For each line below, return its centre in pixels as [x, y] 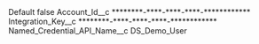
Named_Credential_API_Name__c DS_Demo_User [98, 31]
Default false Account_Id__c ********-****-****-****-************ [129, 12]
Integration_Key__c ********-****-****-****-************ [113, 21]
